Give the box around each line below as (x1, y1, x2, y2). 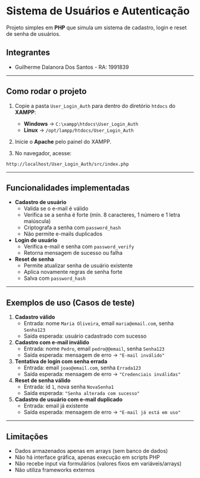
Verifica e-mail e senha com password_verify (23, 243, 135, 250)
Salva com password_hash (23, 275, 86, 282)
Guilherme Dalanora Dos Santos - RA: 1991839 (14, 63, 129, 70)
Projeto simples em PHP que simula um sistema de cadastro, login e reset (6, 24, 187, 31)
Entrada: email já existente (23, 402, 89, 409)
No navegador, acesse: (14, 149, 72, 156)
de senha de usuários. (6, 30, 61, 37)
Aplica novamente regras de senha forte (23, 269, 123, 276)
